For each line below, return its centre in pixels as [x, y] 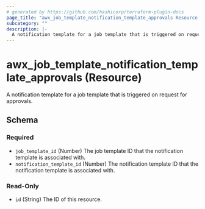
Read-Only [23, 186]
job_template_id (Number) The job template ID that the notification [99, 151]
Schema [22, 120]
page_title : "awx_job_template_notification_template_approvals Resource [102, 18]
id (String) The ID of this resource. [59, 199]
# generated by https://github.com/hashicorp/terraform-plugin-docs [95, 12]
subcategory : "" [27, 23]
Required [20, 138]
